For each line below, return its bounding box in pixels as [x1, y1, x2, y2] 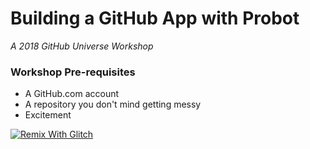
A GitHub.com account [24, 88, 120, 100]
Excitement [24, 109, 72, 121]
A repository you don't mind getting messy [24, 98, 202, 111]
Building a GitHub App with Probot [10, 7, 300, 30]
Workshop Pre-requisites [10, 65, 136, 79]
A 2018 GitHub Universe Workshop [10, 40, 154, 52]
